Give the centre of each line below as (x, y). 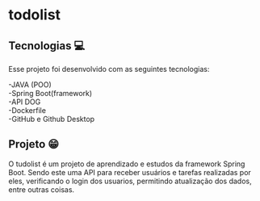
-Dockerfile (27, 110)
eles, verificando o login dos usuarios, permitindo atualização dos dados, (130, 181)
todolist (35, 15)
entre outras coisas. (42, 189)
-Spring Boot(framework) (50, 93)
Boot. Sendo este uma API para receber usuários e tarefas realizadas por (130, 172)
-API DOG (25, 102)
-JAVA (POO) (30, 85)
